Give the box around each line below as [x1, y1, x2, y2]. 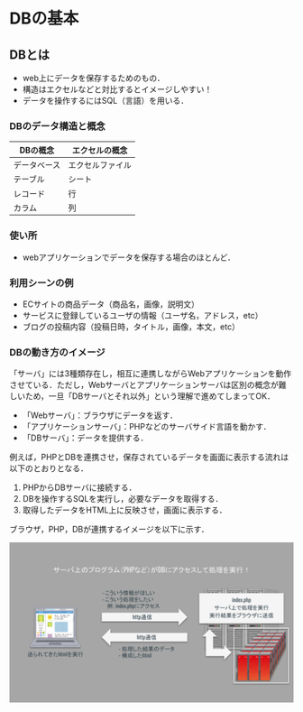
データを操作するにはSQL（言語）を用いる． [22, 96, 189, 106]
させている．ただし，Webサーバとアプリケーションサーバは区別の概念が [9, 380, 280, 391]
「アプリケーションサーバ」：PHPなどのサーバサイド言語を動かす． [22, 421, 271, 432]
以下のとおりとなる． [9, 463, 88, 474]
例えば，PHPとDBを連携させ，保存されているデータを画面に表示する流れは [9, 452, 289, 463]
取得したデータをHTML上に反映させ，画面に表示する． [22, 504, 227, 515]
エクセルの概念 [71, 144, 128, 155]
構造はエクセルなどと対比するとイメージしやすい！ [22, 84, 213, 95]
